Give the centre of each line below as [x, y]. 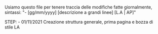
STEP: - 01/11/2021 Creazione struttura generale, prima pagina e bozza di [79, 22]
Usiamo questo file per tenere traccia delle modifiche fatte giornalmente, [79, 7]
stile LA [12, 27]
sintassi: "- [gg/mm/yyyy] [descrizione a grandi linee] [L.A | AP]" [70, 12]
